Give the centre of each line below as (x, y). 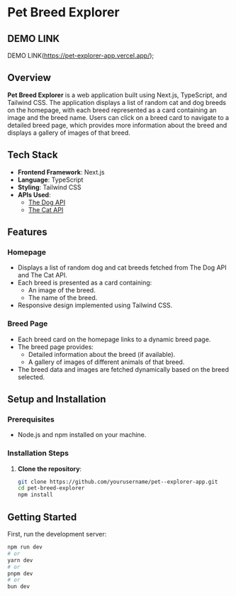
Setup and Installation (57, 399)
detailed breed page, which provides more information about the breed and (117, 125)
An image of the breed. (62, 290)
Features (27, 232)
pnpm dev (20, 573)
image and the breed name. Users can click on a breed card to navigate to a (118, 117)
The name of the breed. (63, 298)
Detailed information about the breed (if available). (102, 354)
